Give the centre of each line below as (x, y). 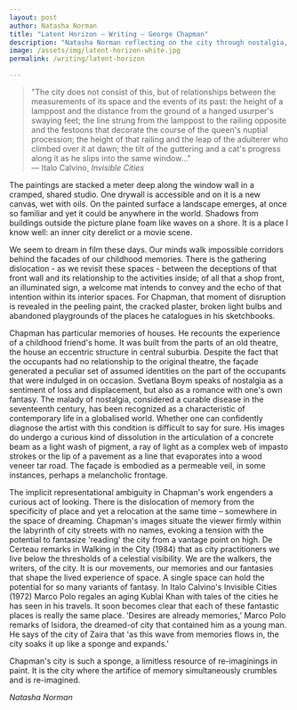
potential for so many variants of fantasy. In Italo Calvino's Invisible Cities (143, 587)
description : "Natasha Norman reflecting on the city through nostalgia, (149, 42)
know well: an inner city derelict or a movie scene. (101, 232)
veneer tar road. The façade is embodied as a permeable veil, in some (137, 465)
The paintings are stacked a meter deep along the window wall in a (132, 185)
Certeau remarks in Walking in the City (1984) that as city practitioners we (144, 549)
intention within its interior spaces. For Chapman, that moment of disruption (148, 297)
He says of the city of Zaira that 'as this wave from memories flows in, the (144, 634)
